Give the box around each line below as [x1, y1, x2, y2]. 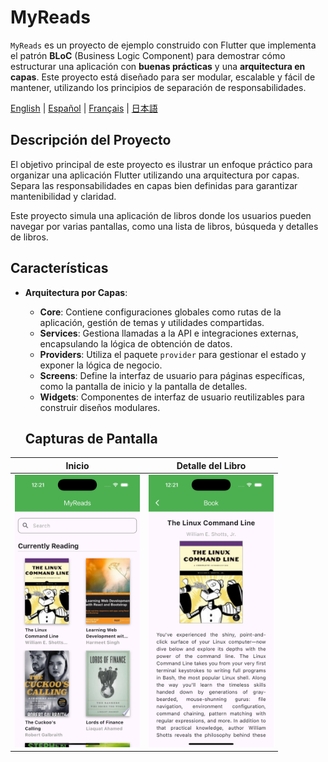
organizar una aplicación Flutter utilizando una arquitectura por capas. [10, 169, 300, 181]
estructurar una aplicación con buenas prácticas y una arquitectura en [10, 60, 306, 72]
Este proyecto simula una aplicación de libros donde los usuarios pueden [10, 209, 312, 221]
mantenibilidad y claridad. [10, 190, 117, 202]
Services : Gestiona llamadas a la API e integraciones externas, [39, 327, 299, 339]
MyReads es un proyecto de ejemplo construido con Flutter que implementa [10, 39, 317, 51]
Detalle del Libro [176, 459, 247, 471]
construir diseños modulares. [39, 401, 161, 413]
